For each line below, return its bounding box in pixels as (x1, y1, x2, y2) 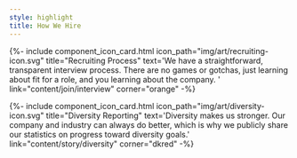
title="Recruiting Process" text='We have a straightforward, (45, 55, 264, 66)
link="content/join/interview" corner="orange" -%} (9, 83, 196, 94)
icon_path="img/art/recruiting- (156, 45, 269, 56)
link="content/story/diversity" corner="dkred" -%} (9, 138, 195, 149)
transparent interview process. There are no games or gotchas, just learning (9, 64, 289, 75)
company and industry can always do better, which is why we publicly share (9, 119, 289, 130)
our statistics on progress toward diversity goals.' (9, 129, 190, 139)
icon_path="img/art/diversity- (156, 100, 265, 111)
